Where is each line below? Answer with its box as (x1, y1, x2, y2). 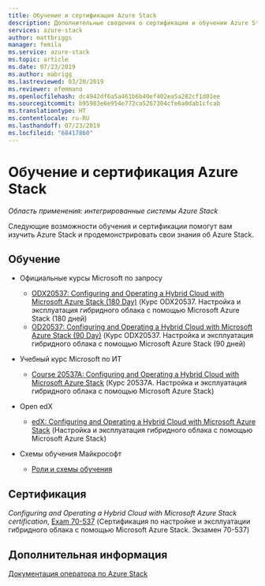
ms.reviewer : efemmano (8, 85, 83, 93)
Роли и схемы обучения (31, 464, 113, 474)
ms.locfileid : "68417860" (8, 129, 93, 137)
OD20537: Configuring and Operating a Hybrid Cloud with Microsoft (31, 322, 253, 332)
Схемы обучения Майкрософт (19, 449, 122, 459)
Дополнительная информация (8, 548, 168, 562)
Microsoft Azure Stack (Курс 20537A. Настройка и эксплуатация (31, 378, 247, 388)
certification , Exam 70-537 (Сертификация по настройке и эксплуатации (8, 517, 251, 526)
